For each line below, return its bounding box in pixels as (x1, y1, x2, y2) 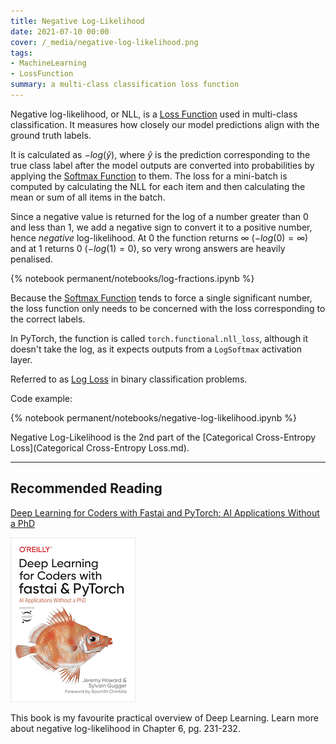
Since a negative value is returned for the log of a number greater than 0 (10, 210, 309, 222)
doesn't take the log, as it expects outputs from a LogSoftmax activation (10, 343, 303, 355)
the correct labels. (10, 313, 86, 325)
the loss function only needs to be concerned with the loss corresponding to (10, 302, 326, 314)
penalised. (10, 253, 53, 265)
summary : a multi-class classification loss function (10, 80, 240, 90)
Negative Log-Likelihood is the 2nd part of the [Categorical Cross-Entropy (10, 431, 317, 443)
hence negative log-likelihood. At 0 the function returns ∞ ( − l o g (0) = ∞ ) (10, 231, 309, 244)
